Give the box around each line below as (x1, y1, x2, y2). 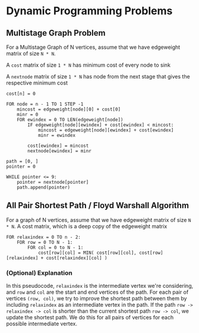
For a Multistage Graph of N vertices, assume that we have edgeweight (6, 43, 181, 51)
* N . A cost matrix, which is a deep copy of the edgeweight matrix (6, 222, 168, 230)
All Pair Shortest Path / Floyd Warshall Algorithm (6, 200, 189, 211)
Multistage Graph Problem (6, 28, 106, 38)
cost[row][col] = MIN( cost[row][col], (37, 250, 137, 256)
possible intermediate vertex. (6, 320, 77, 328)
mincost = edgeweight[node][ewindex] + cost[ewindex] (37, 127, 174, 133)
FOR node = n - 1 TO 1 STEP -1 (6, 101, 84, 107)
